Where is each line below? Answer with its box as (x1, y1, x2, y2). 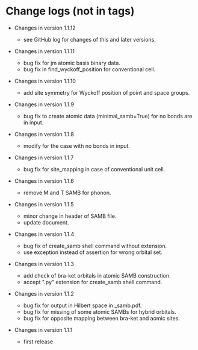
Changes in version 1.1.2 (14, 290, 75, 297)
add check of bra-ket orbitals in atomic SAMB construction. (23, 272, 171, 279)
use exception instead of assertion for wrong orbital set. (23, 249, 163, 256)
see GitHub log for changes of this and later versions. (23, 36, 156, 43)
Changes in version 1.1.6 (14, 177, 75, 185)
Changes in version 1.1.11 (14, 47, 75, 55)
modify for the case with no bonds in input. (23, 142, 131, 149)
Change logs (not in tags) (5, 4, 135, 18)
